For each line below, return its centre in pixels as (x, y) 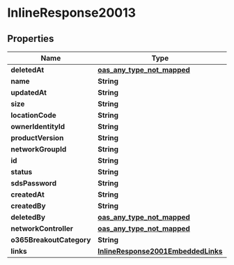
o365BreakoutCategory (51, 240)
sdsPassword (34, 183)
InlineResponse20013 (72, 13)
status (22, 172)
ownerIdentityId (38, 127)
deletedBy (28, 217)
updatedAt (29, 92)
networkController (42, 228)
